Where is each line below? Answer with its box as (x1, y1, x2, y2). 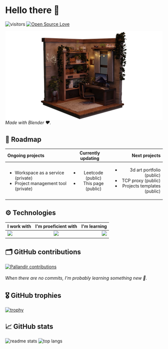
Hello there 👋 (5, 5, 60, 16)
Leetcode (83, 169, 103, 176)
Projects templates (122, 183, 161, 189)
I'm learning (81, 223, 107, 230)
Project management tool (14, 180, 66, 186)
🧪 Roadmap (5, 135, 41, 144)
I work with (7, 223, 31, 230)
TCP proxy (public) (121, 178, 161, 184)
